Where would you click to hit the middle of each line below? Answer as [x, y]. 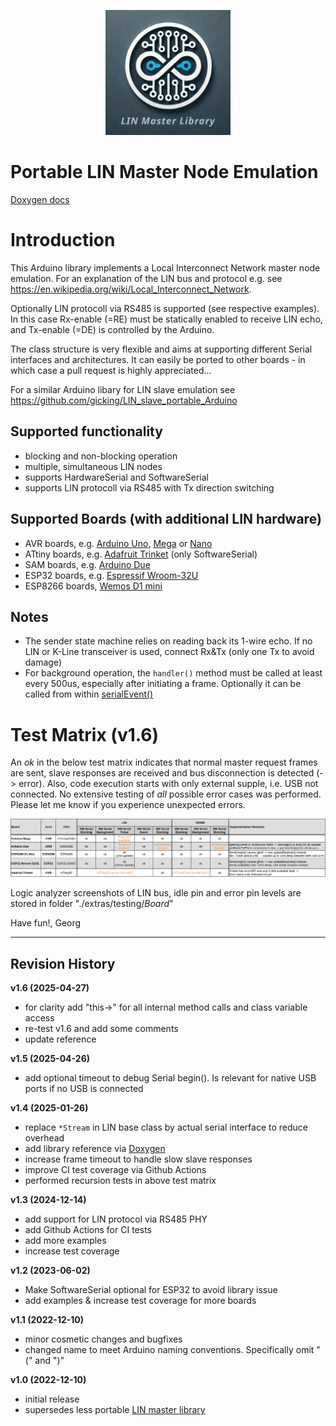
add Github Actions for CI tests [88, 1230]
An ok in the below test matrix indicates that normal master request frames [164, 762]
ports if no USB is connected [84, 1089]
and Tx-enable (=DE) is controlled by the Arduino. [112, 329]
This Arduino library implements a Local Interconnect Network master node [165, 267]
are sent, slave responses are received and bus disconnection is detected [162, 773]
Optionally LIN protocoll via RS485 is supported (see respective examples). [165, 308]
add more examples [65, 1241]
